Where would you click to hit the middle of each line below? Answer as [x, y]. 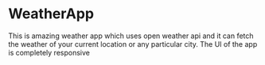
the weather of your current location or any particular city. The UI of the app [133, 44]
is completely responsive [49, 52]
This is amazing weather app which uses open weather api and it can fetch [131, 36]
